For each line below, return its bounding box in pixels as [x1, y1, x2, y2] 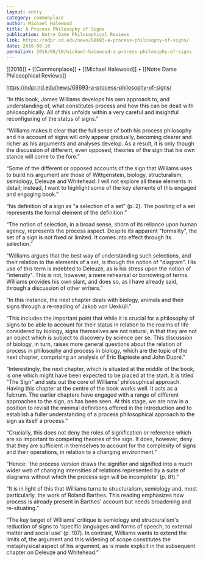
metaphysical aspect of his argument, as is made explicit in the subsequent [6, 542, 196, 549]
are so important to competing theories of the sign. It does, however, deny [6, 435, 193, 442]
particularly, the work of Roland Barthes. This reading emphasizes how [6, 491, 184, 499]
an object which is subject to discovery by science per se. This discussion [6, 334, 193, 341]
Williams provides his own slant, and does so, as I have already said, [6, 278, 178, 285]
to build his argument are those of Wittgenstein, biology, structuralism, [6, 171, 183, 178]
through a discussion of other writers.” [6, 284, 103, 292]
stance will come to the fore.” [6, 153, 80, 160]
